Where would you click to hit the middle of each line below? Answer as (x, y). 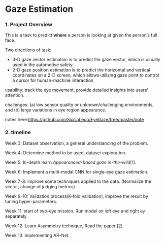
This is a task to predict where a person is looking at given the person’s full (81, 35)
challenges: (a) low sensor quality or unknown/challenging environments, (80, 105)
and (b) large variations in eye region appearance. (56, 110)
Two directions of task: (28, 50)
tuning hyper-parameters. (31, 201)
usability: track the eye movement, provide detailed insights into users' (77, 90)
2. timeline (18, 133)
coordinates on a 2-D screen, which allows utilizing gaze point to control (85, 75)
